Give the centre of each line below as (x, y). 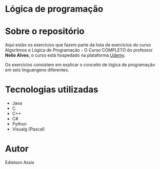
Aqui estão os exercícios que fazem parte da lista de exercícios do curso (78, 45)
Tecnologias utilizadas (52, 90)
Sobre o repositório (45, 32)
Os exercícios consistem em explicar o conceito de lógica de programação (80, 65)
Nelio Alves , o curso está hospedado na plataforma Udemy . (65, 55)
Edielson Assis (20, 162)
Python (19, 124)
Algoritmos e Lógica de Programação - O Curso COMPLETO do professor (79, 50)
